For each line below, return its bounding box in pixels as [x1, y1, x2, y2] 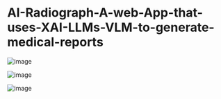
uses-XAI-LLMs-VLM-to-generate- [7, 19, 215, 35]
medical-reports [7, 35, 104, 50]
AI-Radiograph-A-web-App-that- [7, 5, 204, 21]
